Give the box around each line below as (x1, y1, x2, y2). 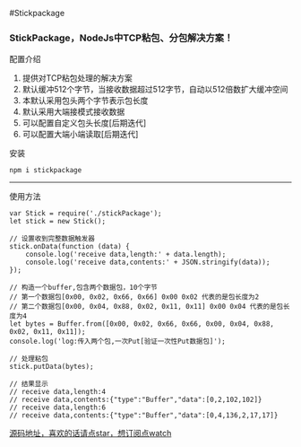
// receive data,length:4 (9, 388, 106, 397)
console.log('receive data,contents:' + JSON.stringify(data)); (25, 258, 271, 267)
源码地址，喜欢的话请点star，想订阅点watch (9, 428, 172, 439)
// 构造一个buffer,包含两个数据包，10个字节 (9, 283, 159, 293)
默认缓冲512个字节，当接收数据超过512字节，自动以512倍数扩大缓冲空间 (21, 84, 288, 95)
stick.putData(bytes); (9, 363, 94, 372)
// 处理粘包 (9, 355, 49, 364)
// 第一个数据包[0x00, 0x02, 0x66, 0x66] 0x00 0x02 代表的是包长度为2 (9, 293, 260, 302)
